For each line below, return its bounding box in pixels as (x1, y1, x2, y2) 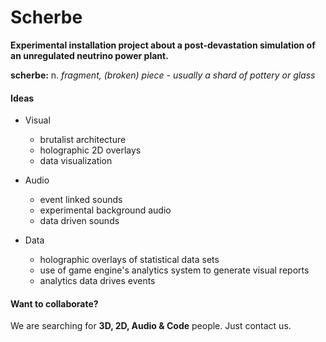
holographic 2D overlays (39, 144, 142, 156)
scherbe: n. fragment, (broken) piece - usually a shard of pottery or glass (10, 69, 316, 81)
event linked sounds (39, 194, 123, 206)
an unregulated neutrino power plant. (10, 49, 169, 61)
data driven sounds (39, 215, 120, 227)
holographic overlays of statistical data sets (39, 254, 220, 266)
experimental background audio (39, 204, 172, 216)
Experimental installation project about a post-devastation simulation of (10, 39, 316, 51)
